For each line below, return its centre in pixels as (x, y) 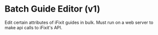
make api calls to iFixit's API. (33, 27)
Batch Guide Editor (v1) (52, 9)
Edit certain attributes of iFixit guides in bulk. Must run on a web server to (79, 22)
